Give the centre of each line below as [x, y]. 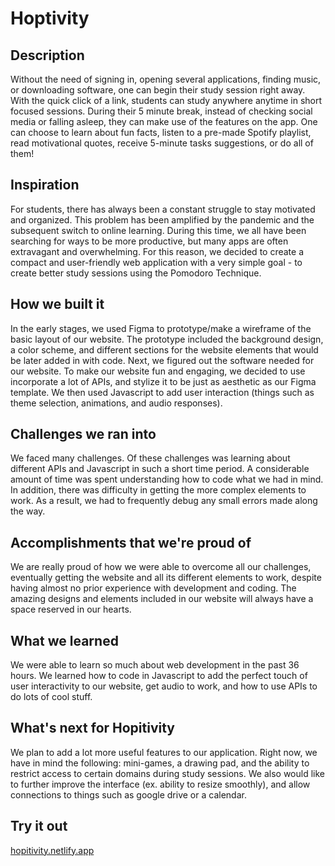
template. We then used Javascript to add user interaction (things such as [162, 392]
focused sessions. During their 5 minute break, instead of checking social [161, 111]
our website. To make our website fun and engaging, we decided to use [158, 371]
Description [47, 55]
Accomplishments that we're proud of [131, 542]
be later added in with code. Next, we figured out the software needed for [162, 360]
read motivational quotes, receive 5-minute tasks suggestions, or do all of [162, 143]
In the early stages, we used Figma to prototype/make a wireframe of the [161, 328]
